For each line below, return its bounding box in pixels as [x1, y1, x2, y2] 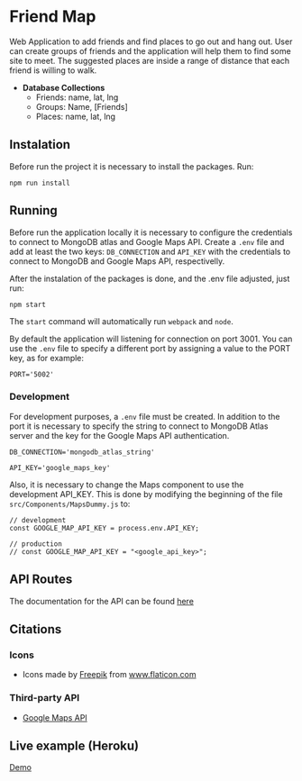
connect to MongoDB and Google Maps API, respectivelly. [9, 255, 225, 267]
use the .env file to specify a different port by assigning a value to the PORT [9, 342, 291, 353]
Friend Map [9, 6, 96, 27]
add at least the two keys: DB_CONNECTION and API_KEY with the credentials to [9, 246, 291, 257]
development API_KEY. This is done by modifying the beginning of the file [9, 488, 283, 499]
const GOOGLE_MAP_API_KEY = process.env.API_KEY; [9, 523, 200, 532]
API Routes [9, 572, 73, 587]
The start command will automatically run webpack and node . [9, 315, 234, 326]
